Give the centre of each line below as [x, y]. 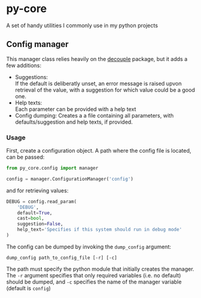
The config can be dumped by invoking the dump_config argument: [89, 247]
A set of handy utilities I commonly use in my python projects [82, 25]
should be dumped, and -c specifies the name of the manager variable [94, 282]
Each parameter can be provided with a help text [75, 109]
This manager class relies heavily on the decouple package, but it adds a [97, 59]
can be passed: [25, 157]
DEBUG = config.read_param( [42, 201]
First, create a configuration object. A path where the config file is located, [99, 151]
